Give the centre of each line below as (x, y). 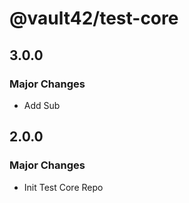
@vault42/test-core (94, 18)
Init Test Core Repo (63, 187)
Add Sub (42, 105)
